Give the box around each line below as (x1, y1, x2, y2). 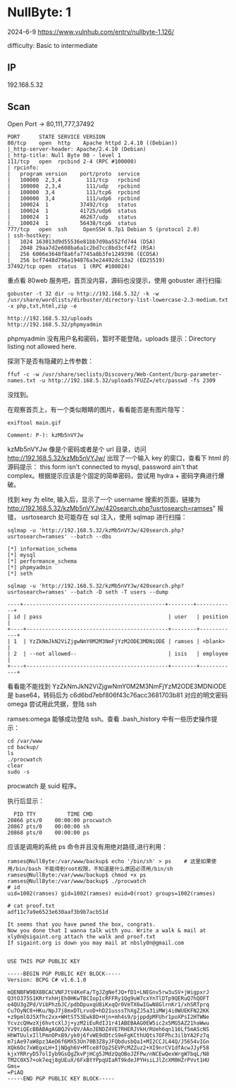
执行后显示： (7, 796, 44, 805)
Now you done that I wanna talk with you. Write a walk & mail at (7, 927, 206, 934)
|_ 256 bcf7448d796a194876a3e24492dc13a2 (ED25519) (7, 257, 166, 264)
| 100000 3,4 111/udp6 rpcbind (7, 195, 140, 202)
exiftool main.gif (7, 419, 61, 427)
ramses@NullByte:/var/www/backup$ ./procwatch (7, 877, 147, 885)
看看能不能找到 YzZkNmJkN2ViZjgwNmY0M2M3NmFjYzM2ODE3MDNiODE (7, 682, 227, 690)
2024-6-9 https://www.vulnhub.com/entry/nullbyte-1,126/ (7, 27, 175, 36)
